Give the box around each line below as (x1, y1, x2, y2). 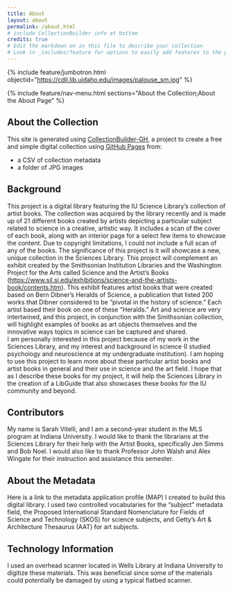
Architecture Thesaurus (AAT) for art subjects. (7, 523, 140, 531)
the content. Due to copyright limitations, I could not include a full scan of (7, 238, 217, 247)
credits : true (7, 36, 49, 43)
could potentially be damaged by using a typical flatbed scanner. (7, 576, 192, 584)
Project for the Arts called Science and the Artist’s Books (7, 268, 169, 277)
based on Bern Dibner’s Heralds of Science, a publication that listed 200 (7, 290, 214, 299)
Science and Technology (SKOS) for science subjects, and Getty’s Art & (7, 515, 212, 524)
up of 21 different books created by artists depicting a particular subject (7, 216, 212, 225)
